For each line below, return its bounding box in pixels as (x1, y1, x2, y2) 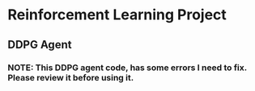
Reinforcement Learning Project (7, 6, 227, 24)
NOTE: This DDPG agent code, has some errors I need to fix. (7, 62, 248, 73)
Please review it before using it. (7, 72, 134, 83)
